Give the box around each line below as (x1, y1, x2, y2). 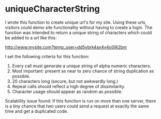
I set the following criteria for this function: (5, 53, 89, 59)
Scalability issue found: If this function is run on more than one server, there (5, 98, 156, 104)
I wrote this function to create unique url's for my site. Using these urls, (5, 19, 146, 25)
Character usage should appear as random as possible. (12, 89, 123, 94)
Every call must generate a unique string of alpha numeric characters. (12, 63, 151, 69)
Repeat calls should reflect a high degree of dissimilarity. (12, 83, 126, 89)
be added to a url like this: (5, 35, 57, 41)
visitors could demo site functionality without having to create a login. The (5, 24, 153, 30)
